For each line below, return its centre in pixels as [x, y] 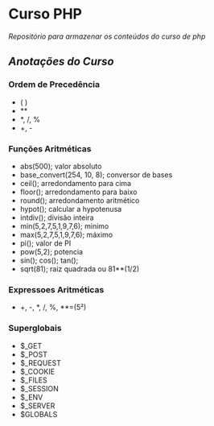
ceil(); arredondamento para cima [75, 183]
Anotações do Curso [61, 62]
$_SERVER [37, 405]
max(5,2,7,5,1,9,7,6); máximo [66, 234]
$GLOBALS [39, 414]
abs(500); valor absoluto [61, 166]
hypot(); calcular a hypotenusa [71, 209]
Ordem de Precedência [54, 85]
